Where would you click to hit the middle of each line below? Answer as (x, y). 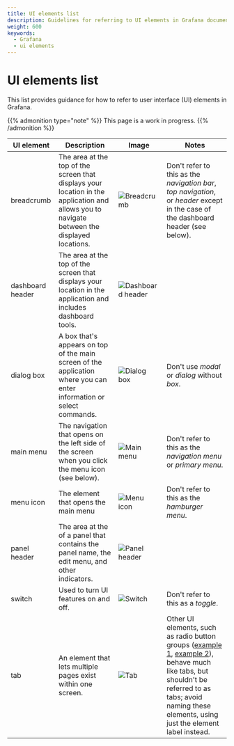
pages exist (77, 675)
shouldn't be (187, 679)
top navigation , (191, 191)
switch (22, 598)
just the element (193, 723)
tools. (67, 324)
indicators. (76, 578)
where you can (83, 379)
